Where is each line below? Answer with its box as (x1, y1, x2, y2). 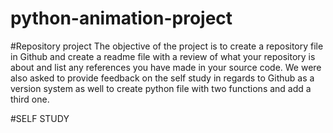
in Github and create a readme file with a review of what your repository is (10, 50, 316, 62)
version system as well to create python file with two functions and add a (10, 82, 312, 94)
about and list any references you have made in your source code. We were (10, 61, 322, 73)
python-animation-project (10, 7, 233, 30)
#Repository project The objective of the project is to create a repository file (10, 40, 324, 52)
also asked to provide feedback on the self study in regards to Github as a (10, 72, 315, 84)
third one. (10, 93, 50, 105)
